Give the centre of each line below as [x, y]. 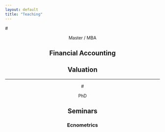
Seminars [82, 111]
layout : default [22, 10]
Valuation [82, 70]
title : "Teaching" [24, 14]
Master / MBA [82, 38]
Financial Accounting [82, 53]
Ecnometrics [82, 125]
